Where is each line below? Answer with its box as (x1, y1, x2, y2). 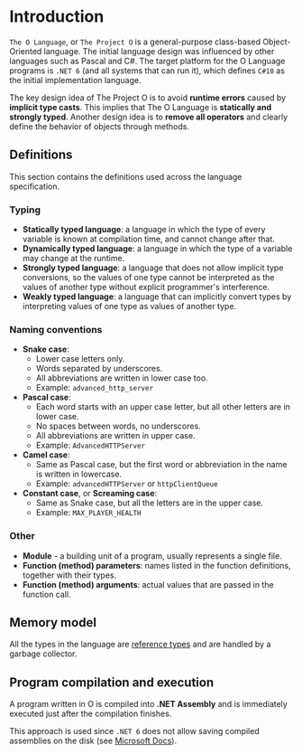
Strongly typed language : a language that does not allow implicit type (22, 262, 284, 273)
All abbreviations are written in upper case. (35, 430, 196, 441)
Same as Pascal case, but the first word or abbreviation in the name (35, 459, 288, 470)
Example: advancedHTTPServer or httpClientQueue (35, 478, 218, 489)
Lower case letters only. (35, 353, 125, 364)
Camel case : (22, 449, 70, 460)
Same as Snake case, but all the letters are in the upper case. (35, 497, 264, 508)
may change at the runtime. (22, 253, 125, 264)
